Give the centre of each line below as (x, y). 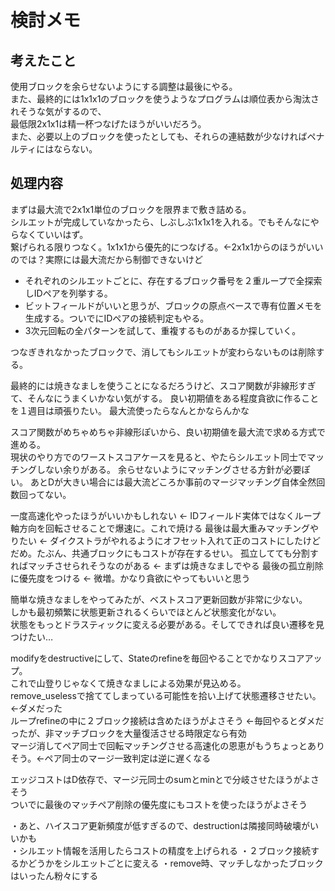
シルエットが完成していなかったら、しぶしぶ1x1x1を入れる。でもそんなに (160, 222)
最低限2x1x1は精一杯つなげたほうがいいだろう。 (108, 124)
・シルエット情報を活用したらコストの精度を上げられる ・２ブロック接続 (160, 850)
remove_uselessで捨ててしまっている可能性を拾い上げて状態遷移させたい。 (166, 695)
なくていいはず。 (53, 234)
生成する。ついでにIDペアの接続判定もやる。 (117, 318)
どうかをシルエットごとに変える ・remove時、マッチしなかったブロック (175, 863)
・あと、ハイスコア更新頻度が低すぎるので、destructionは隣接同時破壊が (160, 825)
